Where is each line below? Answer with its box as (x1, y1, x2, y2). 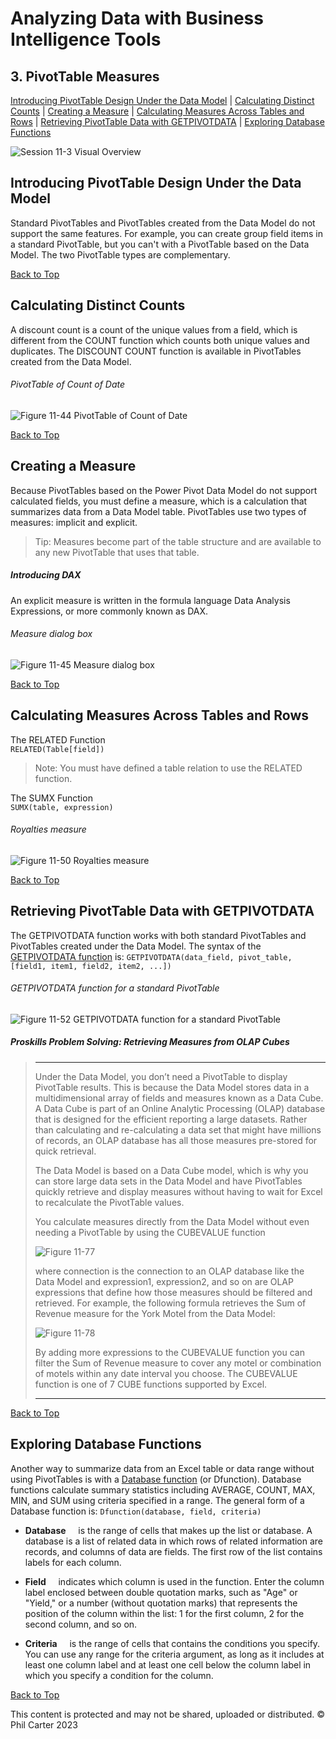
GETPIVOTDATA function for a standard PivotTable (10, 982, 220, 994)
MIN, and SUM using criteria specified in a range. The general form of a (10, 1494, 305, 1506)
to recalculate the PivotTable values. (34, 1196, 185, 1208)
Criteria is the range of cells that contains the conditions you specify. (24, 1637, 321, 1649)
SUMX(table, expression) (10, 802, 114, 812)
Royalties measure (10, 823, 87, 836)
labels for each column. (24, 1556, 122, 1568)
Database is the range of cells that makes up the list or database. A (24, 1524, 313, 1536)
